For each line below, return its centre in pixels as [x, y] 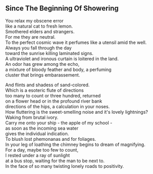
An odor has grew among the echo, [42, 64]
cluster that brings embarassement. [43, 75]
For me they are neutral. [31, 37]
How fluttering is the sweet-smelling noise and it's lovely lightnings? [77, 112]
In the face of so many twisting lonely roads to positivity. [65, 166]
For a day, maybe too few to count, [42, 150]
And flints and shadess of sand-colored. [48, 85]
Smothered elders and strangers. [40, 31]
